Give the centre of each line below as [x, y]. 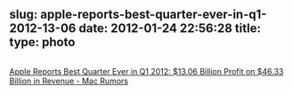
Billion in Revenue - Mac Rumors [69, 81]
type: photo [42, 42]
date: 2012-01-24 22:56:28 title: [170, 29]
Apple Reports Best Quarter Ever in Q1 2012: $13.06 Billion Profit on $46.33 [146, 71]
